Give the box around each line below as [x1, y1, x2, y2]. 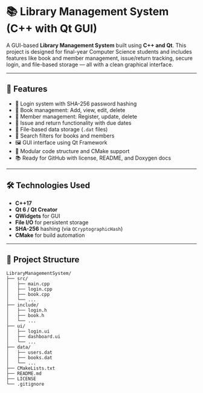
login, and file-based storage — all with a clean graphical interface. [6, 61, 173, 68]
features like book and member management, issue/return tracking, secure [6, 54, 193, 61]
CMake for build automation [14, 231, 85, 239]
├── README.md [6, 371, 42, 377]
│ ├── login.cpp [6, 286, 53, 292]
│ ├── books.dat [6, 355, 53, 361]
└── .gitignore [6, 381, 45, 388]
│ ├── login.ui [6, 329, 50, 335]
